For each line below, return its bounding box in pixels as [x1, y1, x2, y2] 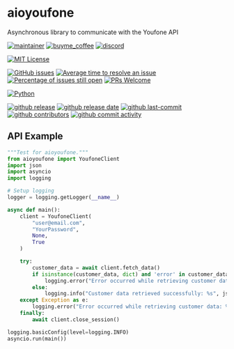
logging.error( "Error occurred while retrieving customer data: [32, 303, 223, 311]
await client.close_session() [32, 316, 120, 323]
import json [7, 162, 42, 169]
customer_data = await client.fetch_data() [32, 264, 160, 271]
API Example [7, 130, 63, 142]
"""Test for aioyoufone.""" [7, 148, 89, 156]
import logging [7, 175, 52, 182]
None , [32, 232, 49, 240]
